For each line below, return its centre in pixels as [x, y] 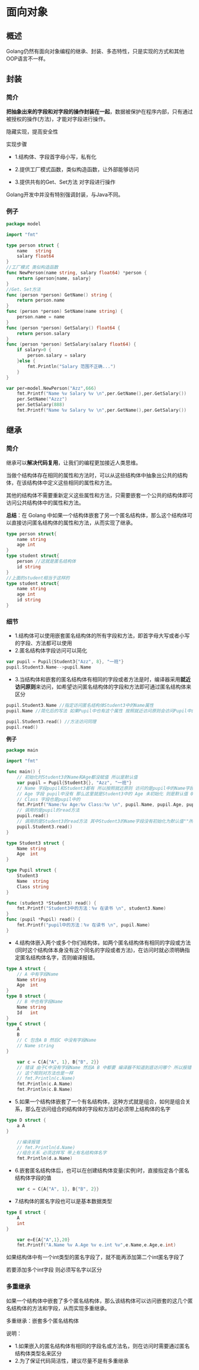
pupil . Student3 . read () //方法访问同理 [51, 721]
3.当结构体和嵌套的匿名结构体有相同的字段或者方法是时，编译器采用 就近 [103, 679]
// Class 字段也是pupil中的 [49, 799]
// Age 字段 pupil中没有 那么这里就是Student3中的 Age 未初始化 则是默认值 [102, 794]
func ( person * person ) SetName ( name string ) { [65, 312]
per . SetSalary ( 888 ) [41, 405]
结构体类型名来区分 [38, 1353]
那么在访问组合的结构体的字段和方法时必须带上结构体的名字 [98, 1109]
